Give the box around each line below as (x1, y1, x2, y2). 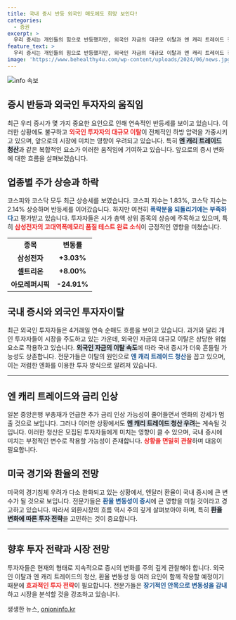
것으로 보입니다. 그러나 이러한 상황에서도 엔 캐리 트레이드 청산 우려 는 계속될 (14, 419, 220, 427)
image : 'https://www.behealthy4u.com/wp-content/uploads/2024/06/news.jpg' (7, 56, 234, 63)
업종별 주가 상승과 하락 (7, 176, 100, 188)
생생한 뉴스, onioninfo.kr (7, 605, 76, 613)
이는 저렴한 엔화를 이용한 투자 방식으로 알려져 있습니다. (7, 361, 157, 370)
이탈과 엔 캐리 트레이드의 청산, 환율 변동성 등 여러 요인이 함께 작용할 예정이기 (14, 572, 225, 581)
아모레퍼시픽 (11, 280, 51, 290)
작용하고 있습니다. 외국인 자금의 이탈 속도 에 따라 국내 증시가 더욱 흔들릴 (25, 344, 220, 352)
